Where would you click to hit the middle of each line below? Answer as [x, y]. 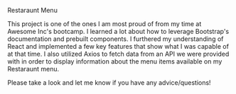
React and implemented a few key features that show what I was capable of [118, 46]
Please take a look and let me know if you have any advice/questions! [109, 83]
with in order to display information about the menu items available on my [115, 61]
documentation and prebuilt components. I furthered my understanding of [116, 39]
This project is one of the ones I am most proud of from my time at [104, 24]
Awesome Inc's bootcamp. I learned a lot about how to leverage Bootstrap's [118, 31]
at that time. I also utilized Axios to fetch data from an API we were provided [118, 54]
